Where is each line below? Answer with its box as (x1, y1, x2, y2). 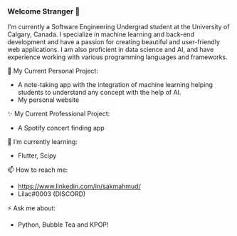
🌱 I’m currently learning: (7, 138, 78, 146)
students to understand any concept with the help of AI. (17, 88, 181, 97)
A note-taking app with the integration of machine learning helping (17, 81, 214, 89)
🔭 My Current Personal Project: (7, 67, 98, 76)
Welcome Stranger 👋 (7, 6, 80, 16)
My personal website (17, 96, 80, 104)
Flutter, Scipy (17, 151, 57, 160)
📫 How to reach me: (7, 165, 68, 174)
